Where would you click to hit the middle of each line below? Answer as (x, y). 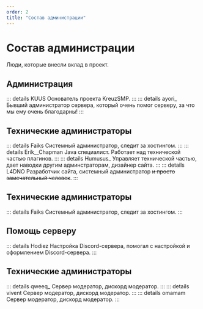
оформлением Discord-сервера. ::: (52, 252)
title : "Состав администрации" (46, 18)
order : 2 (17, 12)
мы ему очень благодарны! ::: (45, 112)
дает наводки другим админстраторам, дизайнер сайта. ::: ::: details (95, 165)
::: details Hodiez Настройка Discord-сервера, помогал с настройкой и (98, 245)
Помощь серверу (41, 231)
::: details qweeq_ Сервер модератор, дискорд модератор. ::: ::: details (98, 286)
